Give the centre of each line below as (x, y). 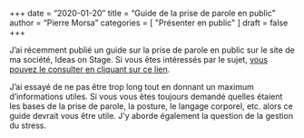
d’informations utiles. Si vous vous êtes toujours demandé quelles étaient (146, 96)
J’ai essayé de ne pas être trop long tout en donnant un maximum (132, 87)
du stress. (28, 125)
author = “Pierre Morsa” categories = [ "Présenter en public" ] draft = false (149, 23)
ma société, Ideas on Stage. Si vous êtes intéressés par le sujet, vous (139, 59)
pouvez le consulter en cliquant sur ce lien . (90, 69)
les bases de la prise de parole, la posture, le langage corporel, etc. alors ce (151, 106)
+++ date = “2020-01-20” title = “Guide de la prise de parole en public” (142, 13)
